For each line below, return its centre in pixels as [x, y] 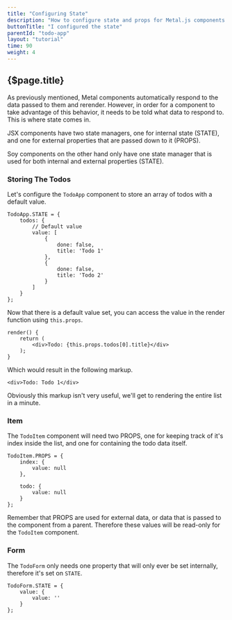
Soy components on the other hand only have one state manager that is [110, 154]
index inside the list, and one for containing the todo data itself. [97, 443]
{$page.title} [36, 81]
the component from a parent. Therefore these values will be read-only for [114, 525]
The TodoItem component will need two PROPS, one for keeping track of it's [115, 436]
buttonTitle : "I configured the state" [65, 26]
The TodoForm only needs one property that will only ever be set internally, [113, 565]
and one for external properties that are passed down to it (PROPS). [104, 140]
